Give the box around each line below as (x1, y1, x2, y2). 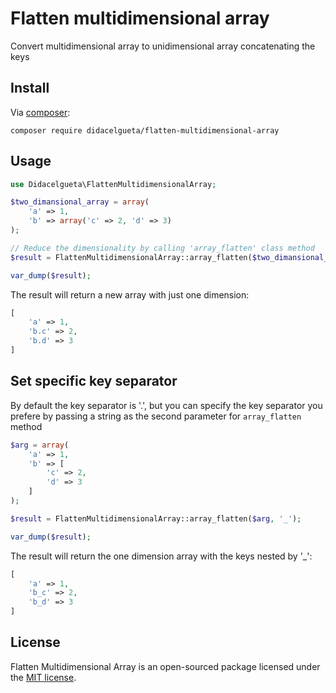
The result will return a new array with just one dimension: (10, 288, 250, 301)
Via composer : (10, 106, 71, 118)
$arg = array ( (10, 440, 70, 450)
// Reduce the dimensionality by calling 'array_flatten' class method (10, 243, 315, 253)
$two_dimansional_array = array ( (10, 197, 150, 207)
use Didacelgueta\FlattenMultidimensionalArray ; (10, 179, 217, 189)
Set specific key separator (10, 373, 178, 390)
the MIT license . (10, 671, 77, 683)
